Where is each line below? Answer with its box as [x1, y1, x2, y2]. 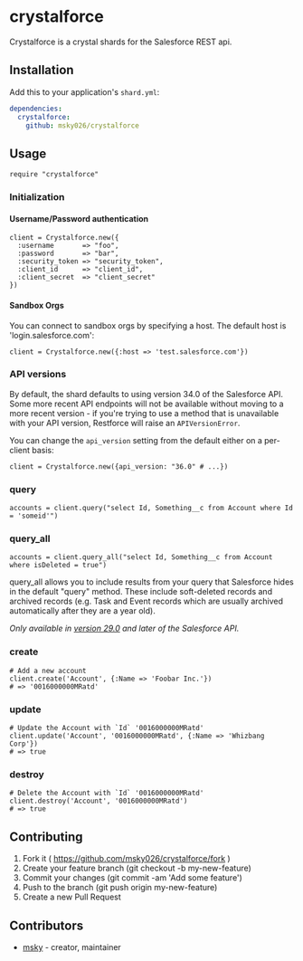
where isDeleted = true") [9, 561, 107, 570]
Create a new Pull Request [22, 891, 122, 902]
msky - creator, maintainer [22, 941, 122, 952]
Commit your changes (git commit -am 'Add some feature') [22, 872, 242, 883]
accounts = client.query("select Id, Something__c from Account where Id [9, 504, 294, 513]
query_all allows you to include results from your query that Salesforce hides [9, 576, 294, 587]
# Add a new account [9, 666, 88, 675]
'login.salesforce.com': [9, 329, 95, 340]
